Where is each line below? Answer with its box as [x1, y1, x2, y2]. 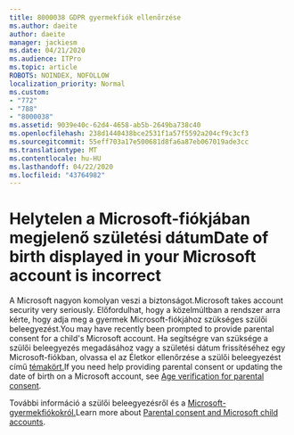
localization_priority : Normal [9, 79, 126, 88]
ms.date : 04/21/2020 [9, 46, 86, 55]
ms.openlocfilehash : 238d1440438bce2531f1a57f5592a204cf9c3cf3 [9, 129, 249, 138]
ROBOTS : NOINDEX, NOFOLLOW [9, 71, 110, 80]
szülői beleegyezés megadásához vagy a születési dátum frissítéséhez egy [9, 342, 286, 353]
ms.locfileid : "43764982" [9, 170, 105, 179]
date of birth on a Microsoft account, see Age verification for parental [9, 371, 265, 382]
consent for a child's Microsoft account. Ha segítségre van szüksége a [9, 333, 269, 344]
